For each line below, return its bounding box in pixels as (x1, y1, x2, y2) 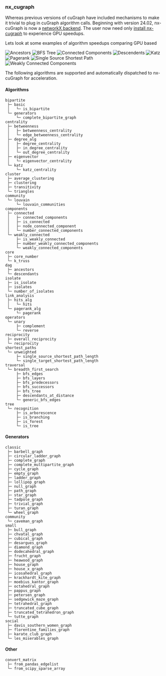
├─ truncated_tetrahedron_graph (7, 609, 74, 615)
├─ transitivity (7, 185, 41, 190)
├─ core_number (7, 254, 39, 259)
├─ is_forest (16, 419, 43, 424)
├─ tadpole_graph (7, 497, 43, 502)
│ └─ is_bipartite (7, 106, 50, 111)
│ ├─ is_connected (7, 219, 50, 224)
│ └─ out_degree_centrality (7, 150, 70, 155)
